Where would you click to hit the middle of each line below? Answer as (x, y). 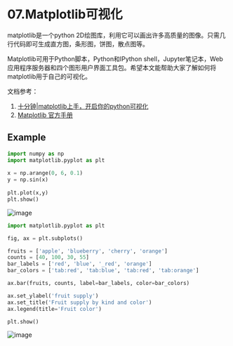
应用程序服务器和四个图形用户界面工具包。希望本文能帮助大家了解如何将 (112, 67)
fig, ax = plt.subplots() (45, 238)
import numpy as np (36, 154)
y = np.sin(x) (28, 180)
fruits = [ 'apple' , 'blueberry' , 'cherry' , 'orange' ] (88, 251)
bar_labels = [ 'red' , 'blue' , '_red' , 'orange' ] (80, 264)
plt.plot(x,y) (28, 193)
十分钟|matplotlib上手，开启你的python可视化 (83, 106)
